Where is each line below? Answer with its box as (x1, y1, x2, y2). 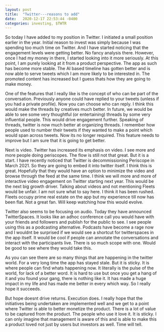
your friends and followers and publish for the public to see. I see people (5, 219, 152, 225)
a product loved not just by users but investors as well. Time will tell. (5, 322, 143, 328)
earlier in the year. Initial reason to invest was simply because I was (5, 40, 141, 46)
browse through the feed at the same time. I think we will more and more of (5, 173, 157, 179)
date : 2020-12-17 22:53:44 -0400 (5, 16, 78, 21)
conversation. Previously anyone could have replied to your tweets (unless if (5, 96, 159, 102)
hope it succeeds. (5, 286, 42, 292)
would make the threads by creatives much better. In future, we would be (5, 106, 153, 112)
